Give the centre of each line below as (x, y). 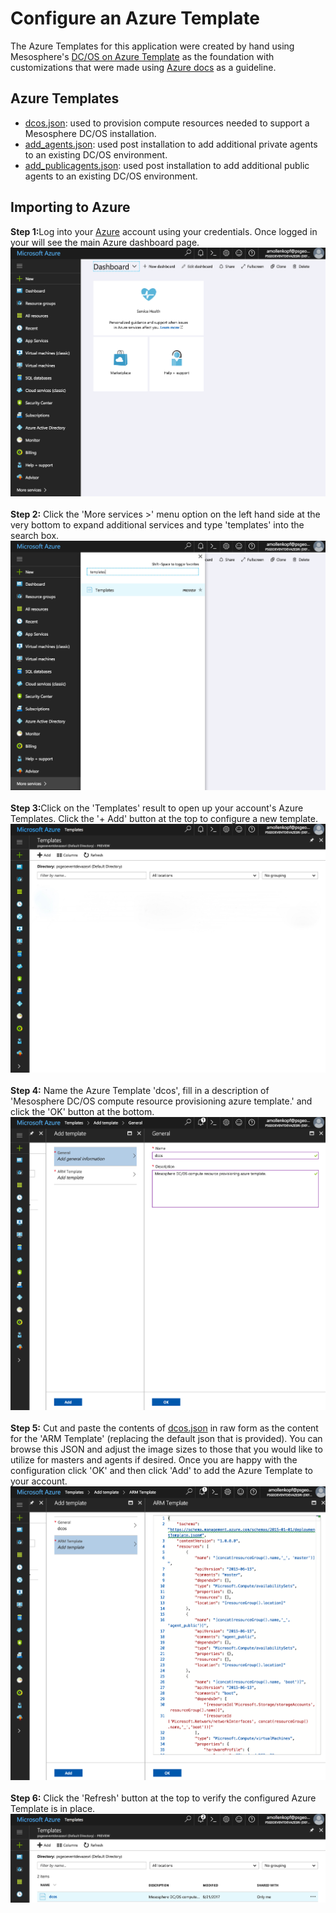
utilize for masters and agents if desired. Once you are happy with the (154, 1459)
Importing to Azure (70, 207)
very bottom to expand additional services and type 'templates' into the (157, 525)
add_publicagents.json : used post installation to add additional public (167, 165)
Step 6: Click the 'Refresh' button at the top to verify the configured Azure (163, 1798)
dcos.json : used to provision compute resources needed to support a (167, 123)
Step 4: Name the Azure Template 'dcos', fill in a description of (140, 1091)
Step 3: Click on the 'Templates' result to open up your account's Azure (157, 808)
